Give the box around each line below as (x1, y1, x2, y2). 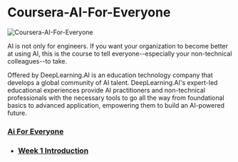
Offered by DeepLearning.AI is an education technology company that (7, 71, 214, 79)
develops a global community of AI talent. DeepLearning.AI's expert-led (7, 78, 218, 86)
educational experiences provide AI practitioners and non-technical (7, 86, 205, 94)
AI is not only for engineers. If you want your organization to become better (7, 41, 229, 50)
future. (7, 108, 27, 117)
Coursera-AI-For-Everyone (7, 4, 171, 21)
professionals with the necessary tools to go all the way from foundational (7, 93, 224, 102)
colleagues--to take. (7, 56, 68, 65)
